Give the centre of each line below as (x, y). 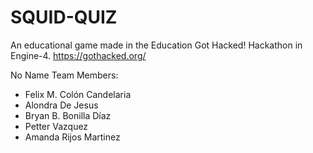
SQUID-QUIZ (64, 17)
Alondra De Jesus (61, 105)
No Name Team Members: (64, 75)
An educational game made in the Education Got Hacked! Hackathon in (156, 45)
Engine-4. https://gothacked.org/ (78, 55)
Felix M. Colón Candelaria (78, 94)
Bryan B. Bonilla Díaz (68, 115)
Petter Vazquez (56, 126)
